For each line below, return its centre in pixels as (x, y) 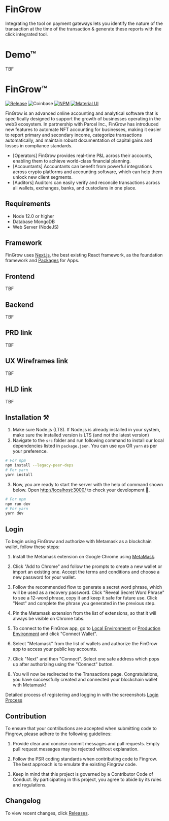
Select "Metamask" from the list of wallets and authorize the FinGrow (85, 644)
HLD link (19, 389)
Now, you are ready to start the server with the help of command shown (88, 484)
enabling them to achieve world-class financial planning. (72, 161)
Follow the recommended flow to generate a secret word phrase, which (87, 587)
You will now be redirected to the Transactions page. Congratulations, (86, 674)
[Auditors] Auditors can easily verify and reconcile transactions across (86, 182)
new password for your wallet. (44, 577)
